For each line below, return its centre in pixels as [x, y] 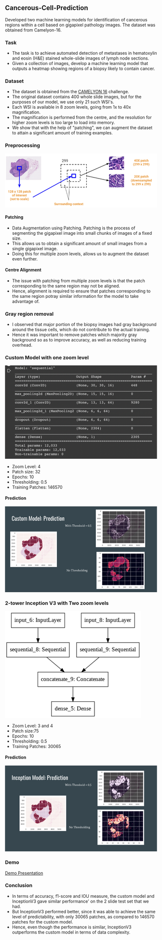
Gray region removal [29, 314]
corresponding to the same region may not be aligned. [66, 286]
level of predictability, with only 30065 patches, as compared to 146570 [83, 917]
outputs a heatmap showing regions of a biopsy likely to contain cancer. [83, 69]
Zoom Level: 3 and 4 [32, 726]
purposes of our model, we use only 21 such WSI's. [63, 102]
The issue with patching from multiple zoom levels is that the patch [79, 280]
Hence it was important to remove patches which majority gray [74, 335]
